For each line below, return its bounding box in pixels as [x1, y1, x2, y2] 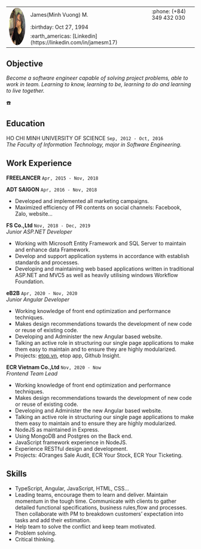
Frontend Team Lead [6, 369, 58, 377]
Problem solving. [14, 529, 57, 536]
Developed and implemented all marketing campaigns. [14, 197, 150, 204]
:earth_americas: [30, 32, 72, 40]
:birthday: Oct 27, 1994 [30, 23, 89, 31]
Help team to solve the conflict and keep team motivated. [14, 523, 157, 530]
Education [6, 119, 45, 129]
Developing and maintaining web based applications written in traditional [14, 265, 194, 272]
